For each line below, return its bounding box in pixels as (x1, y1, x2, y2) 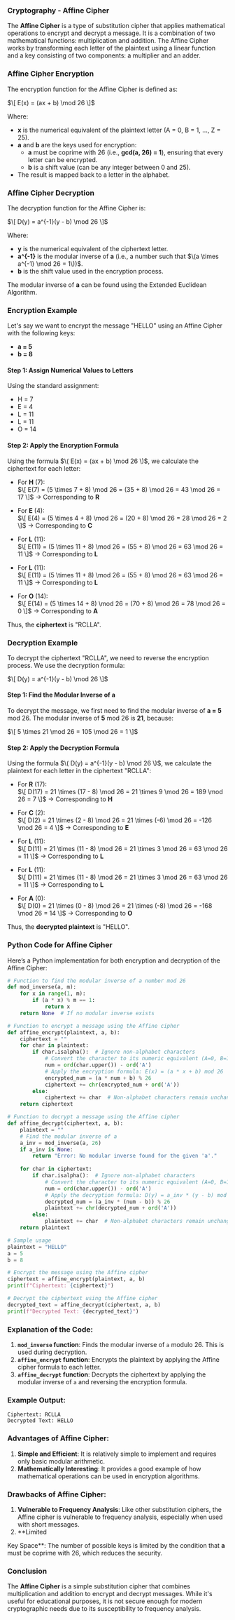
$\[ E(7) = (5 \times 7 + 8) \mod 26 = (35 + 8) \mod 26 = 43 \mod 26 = (17, 485, 221, 493)
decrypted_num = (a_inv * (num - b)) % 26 (44, 1198, 171, 1205)
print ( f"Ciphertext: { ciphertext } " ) (7, 1283, 114, 1290)
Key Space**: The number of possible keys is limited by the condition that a (7, 1541, 225, 1549)
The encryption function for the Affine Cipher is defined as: (7, 85, 178, 93)
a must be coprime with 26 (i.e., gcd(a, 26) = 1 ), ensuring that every (27, 148, 224, 156)
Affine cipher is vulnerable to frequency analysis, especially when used (17, 1513, 223, 1521)
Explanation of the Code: (7, 1325, 93, 1334)
